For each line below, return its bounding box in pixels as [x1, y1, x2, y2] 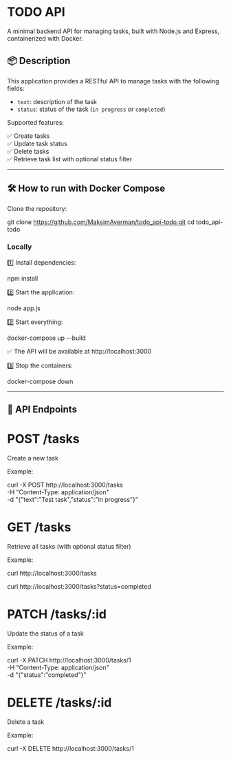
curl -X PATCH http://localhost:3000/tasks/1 [7, 656, 131, 665]
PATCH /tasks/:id [7, 607, 107, 623]
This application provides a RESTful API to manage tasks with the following [7, 77, 219, 85]
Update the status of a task [7, 629, 84, 638]
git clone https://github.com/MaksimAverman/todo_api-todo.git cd [7, 218, 195, 226]
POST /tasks [7, 432, 80, 447]
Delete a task [7, 718, 45, 726]
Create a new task [7, 454, 58, 463]
